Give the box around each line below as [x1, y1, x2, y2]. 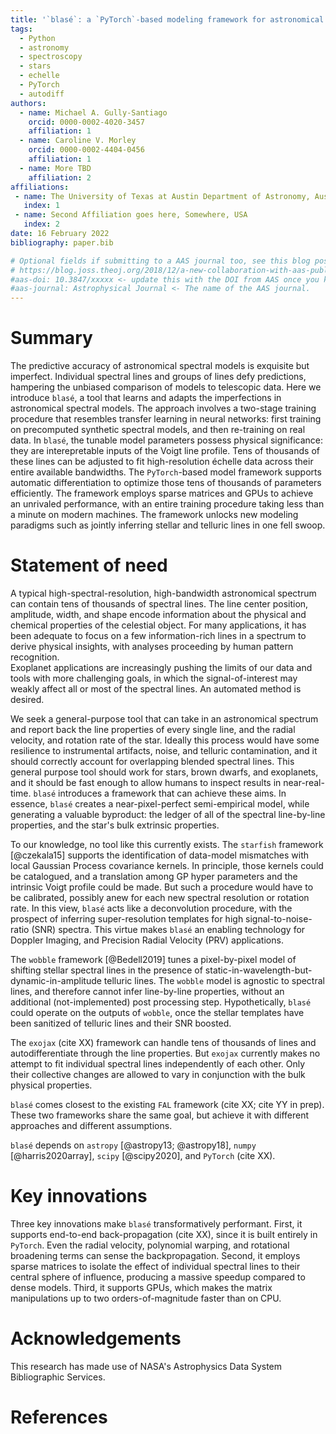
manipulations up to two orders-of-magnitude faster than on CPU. [10, 1292, 282, 1304]
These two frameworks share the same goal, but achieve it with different [10, 1109, 310, 1121]
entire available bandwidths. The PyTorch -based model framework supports [10, 466, 322, 478]
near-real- [283, 777, 325, 788]
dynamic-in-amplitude [10, 975, 102, 986]
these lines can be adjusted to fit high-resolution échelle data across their [10, 456, 314, 468]
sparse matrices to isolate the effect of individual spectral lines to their [10, 1260, 301, 1272]
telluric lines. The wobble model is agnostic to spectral [103, 975, 325, 986]
